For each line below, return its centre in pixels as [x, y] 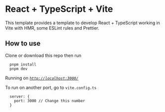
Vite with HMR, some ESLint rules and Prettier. [52, 28]
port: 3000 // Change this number [50, 101]
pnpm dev [19, 69]
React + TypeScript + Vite [59, 9]
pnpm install [23, 64]
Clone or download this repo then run [43, 55]
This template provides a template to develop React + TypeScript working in [82, 23]
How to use [23, 44]
